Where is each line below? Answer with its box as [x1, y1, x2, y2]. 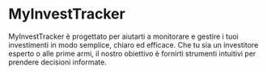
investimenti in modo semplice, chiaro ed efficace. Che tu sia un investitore [8, 40, 259, 49]
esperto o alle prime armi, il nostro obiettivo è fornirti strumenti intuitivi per [8, 48, 256, 58]
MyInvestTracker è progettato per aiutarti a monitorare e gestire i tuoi [8, 31, 239, 41]
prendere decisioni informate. [8, 57, 107, 67]
